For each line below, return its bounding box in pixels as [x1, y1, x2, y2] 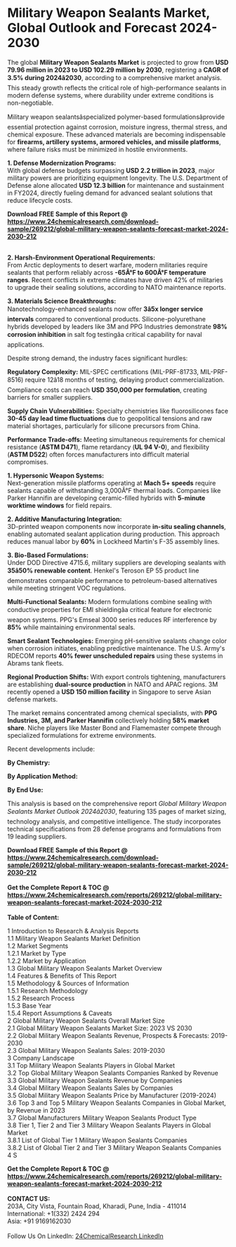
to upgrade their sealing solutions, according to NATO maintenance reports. [7, 283, 226, 291]
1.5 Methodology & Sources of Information [7, 979, 130, 987]
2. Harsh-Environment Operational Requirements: [7, 253, 156, 262]
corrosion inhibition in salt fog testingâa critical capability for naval [7, 330, 202, 338]
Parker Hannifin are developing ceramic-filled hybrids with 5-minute [7, 494, 206, 502]
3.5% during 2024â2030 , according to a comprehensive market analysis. [7, 73, 223, 82]
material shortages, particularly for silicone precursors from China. [7, 421, 200, 430]
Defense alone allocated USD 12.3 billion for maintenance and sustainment [7, 181, 225, 189]
